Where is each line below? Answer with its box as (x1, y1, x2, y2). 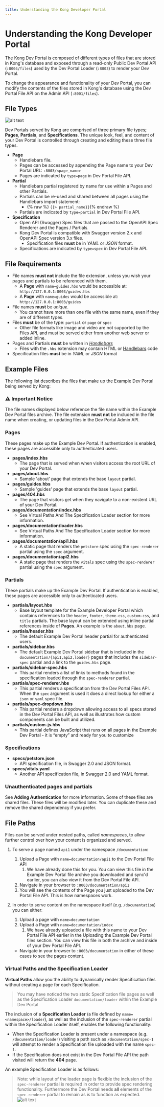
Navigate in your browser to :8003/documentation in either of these (19, 948, 154, 954)
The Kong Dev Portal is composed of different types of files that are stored (5, 55, 156, 61)
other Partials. (19, 188, 48, 194)
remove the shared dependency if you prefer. (5, 805, 96, 810)
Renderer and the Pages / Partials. (19, 225, 89, 231)
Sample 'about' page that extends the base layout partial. (19, 476, 136, 482)
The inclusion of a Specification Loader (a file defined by (5, 1011, 121, 1017)
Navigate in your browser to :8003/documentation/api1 (19, 882, 130, 888)
